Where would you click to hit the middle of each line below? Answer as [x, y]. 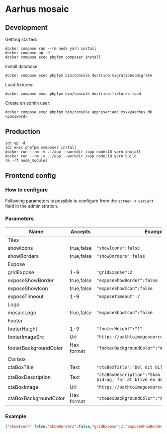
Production [23, 132]
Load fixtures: [19, 85]
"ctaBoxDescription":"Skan [128, 374]
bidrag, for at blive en [126, 379]
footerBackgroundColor [35, 348]
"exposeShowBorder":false [127, 280]
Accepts [81, 231]
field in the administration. [32, 206]
